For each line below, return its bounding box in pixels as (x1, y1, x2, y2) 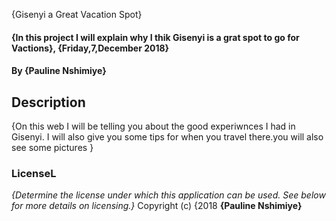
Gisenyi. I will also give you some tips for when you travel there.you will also (11, 131, 324, 143)
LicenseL (11, 166, 57, 180)
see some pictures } (11, 142, 94, 153)
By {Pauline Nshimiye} (11, 65, 107, 77)
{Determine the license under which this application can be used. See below (11, 189, 326, 201)
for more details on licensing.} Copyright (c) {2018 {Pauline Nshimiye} (11, 200, 303, 212)
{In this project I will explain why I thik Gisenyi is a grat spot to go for (11, 31, 300, 43)
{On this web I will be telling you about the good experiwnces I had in (11, 120, 296, 132)
